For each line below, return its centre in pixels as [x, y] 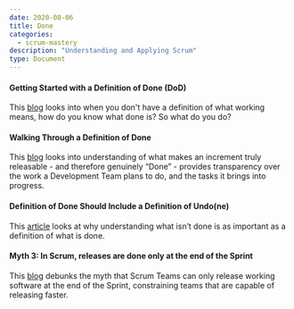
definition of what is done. [57, 235]
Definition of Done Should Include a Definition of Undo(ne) [119, 206]
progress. [27, 186]
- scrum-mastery [47, 42]
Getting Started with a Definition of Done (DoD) [98, 88]
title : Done [31, 26]
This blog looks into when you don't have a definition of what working [137, 107]
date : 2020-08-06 [41, 17]
